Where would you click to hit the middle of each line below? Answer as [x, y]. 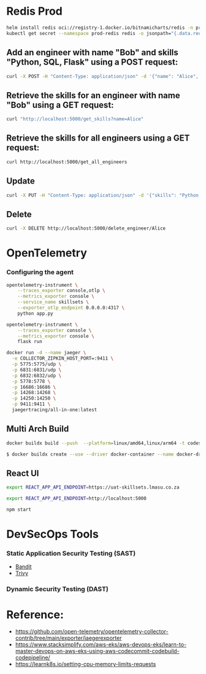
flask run [30, 342]
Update [21, 181]
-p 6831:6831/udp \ [37, 370]
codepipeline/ [32, 657]
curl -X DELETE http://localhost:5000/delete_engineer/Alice [86, 228]
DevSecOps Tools [53, 534]
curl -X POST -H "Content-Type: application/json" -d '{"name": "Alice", [103, 76]
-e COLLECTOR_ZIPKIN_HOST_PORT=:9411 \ [63, 358]
